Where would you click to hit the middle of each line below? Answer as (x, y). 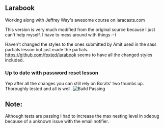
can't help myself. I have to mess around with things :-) (61, 34)
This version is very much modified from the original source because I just (80, 30)
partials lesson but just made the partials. (47, 49)
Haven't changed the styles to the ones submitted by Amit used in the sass (81, 44)
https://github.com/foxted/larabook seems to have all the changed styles (79, 55)
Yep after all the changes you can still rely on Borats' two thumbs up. (75, 84)
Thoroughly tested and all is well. (39, 89)
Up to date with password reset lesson (52, 72)
